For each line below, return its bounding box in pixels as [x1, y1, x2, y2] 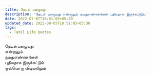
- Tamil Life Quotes [9, 30, 51, 35]
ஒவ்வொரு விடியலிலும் [5, 65, 46, 71]
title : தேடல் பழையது [5, 7, 46, 12]
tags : [5, 25, 16, 30]
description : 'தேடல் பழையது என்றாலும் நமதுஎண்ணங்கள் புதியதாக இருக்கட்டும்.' [5, 12, 150, 17]
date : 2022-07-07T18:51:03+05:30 [5, 16, 73, 21]
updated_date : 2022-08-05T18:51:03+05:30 [5, 20, 91, 26]
